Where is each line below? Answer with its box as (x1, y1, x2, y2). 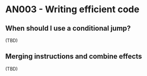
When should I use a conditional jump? (5, 24, 131, 33)
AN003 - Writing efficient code (5, 4, 139, 15)
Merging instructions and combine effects (5, 52, 142, 61)
